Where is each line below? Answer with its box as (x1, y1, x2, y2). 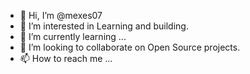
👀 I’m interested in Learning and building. (19, 20, 189, 32)
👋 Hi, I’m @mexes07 (19, 10, 103, 21)
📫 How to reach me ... (19, 53, 113, 64)
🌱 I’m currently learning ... (19, 31, 127, 42)
